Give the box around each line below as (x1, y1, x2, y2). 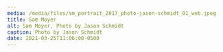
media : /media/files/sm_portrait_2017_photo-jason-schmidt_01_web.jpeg (7, 9, 216, 17)
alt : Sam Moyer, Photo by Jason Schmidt (7, 22, 125, 29)
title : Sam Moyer (7, 16, 57, 23)
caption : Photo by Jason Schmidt (7, 28, 103, 36)
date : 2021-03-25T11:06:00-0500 (7, 35, 99, 42)
